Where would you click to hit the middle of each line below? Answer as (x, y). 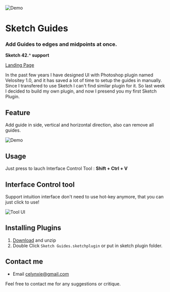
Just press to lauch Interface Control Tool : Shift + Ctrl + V (67, 168)
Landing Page (20, 65)
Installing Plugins (33, 228)
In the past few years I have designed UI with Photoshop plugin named (79, 75)
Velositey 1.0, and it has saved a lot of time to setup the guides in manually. (84, 80)
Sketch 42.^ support (27, 55)
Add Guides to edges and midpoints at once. (61, 44)
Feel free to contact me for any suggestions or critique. (63, 284)
